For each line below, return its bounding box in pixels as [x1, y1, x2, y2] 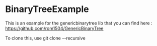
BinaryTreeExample [5, 3, 89, 15]
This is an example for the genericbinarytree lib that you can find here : [5, 20, 152, 26]
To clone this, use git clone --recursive [5, 35, 86, 41]
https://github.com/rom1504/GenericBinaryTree [5, 25, 104, 31]
